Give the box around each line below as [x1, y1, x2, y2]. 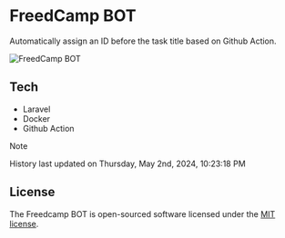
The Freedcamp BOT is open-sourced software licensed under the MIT [9, 208, 276, 219]
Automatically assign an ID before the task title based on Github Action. [9, 35, 277, 46]
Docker [22, 113, 51, 124]
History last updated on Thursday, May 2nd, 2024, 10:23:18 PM [9, 158, 246, 169]
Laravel [22, 104, 51, 114]
